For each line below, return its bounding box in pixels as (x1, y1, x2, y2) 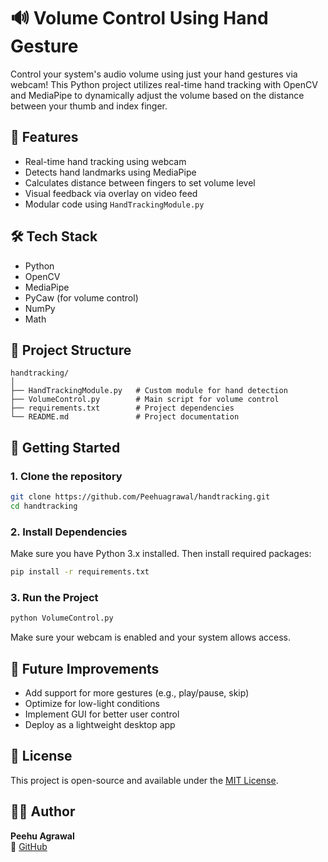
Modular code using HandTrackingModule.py (24, 198, 205, 210)
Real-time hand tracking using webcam (24, 155, 187, 167)
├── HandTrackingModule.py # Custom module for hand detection (10, 386, 288, 396)
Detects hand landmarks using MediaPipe (24, 166, 197, 178)
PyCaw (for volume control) (24, 291, 139, 304)
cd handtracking (10, 501, 78, 511)
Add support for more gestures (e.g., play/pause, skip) (24, 686, 250, 699)
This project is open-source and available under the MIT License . (10, 774, 279, 786)
